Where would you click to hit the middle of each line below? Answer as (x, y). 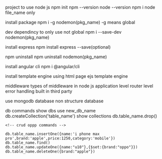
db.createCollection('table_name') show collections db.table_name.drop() (81, 116)
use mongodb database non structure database (54, 101)
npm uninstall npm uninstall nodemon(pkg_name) (56, 57)
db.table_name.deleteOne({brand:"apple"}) (50, 151)
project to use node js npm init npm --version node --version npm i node (80, 7)
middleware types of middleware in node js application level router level (79, 86)
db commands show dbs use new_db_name (51, 111)
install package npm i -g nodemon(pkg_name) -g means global (70, 22)
